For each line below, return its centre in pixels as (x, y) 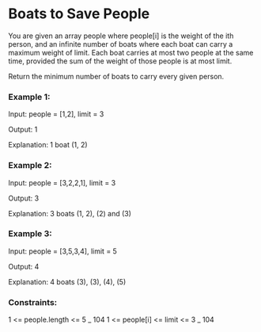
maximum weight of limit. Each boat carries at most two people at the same (131, 52)
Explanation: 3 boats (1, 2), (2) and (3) (70, 213)
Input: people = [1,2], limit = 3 (56, 114)
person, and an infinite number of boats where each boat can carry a (121, 44)
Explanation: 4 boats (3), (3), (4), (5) (67, 281)
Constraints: (33, 302)
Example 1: (29, 97)
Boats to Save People (79, 14)
